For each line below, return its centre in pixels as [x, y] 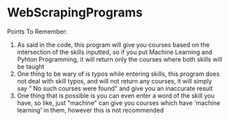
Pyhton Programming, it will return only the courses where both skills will [119, 59]
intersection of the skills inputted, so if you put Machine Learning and [114, 52]
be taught [30, 66]
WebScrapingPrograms [75, 13]
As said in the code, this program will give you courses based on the [113, 44]
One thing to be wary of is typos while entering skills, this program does [118, 74]
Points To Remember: [37, 31]
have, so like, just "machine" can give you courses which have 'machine [119, 103]
